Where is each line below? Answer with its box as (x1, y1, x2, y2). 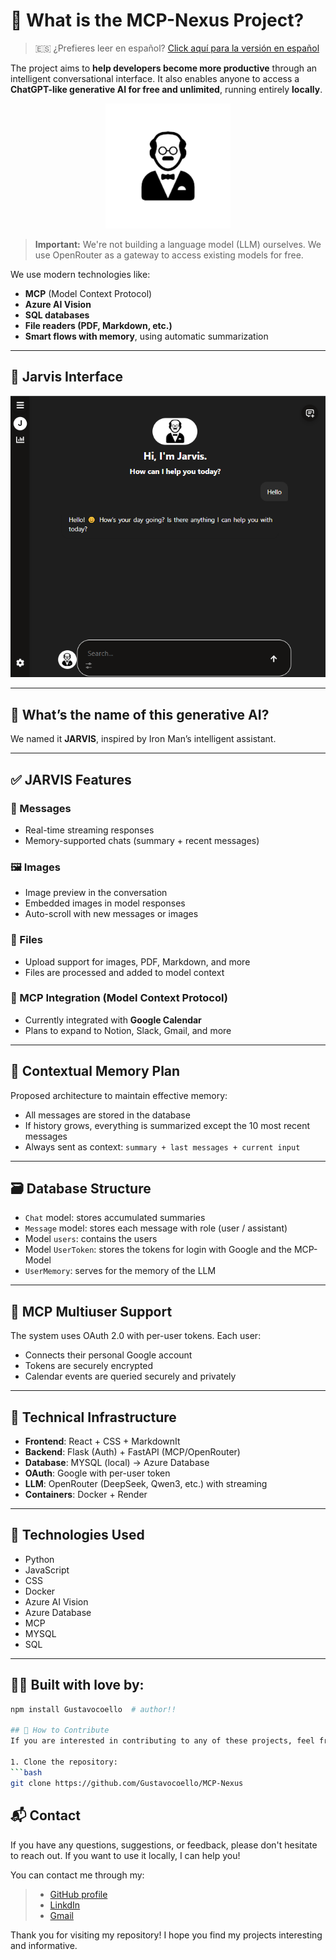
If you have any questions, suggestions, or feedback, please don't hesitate (10, 1839, 318, 1851)
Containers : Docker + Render (24, 1489, 148, 1501)
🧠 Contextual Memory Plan (10, 1063, 181, 1080)
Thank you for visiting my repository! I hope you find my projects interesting (10, 1929, 323, 1941)
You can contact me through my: (10, 1869, 145, 1881)
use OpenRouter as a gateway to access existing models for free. (34, 249, 304, 261)
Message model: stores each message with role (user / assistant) (24, 1222, 288, 1234)
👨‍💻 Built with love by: (10, 1677, 145, 1694)
